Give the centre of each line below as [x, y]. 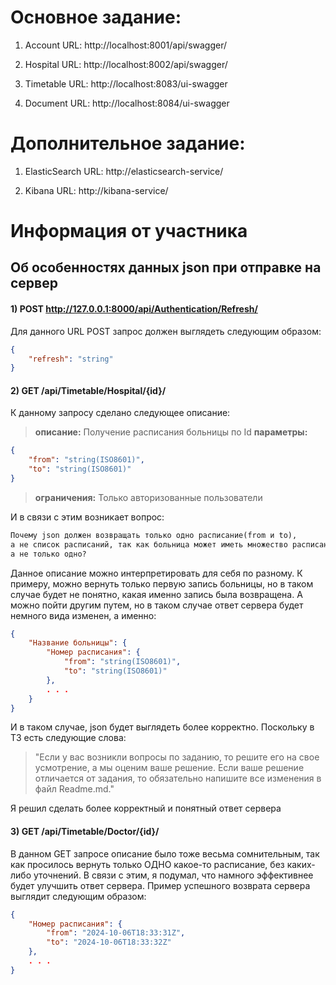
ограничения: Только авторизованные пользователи [148, 497]
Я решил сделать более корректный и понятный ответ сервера [146, 808]
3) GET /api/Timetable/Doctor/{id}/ [85, 832]
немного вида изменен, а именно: [83, 615]
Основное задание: [96, 17]
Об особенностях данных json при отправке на [166, 267]
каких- [301, 864]
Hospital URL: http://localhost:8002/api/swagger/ [126, 64]
